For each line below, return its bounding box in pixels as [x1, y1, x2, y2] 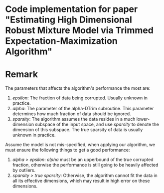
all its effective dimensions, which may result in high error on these [12, 178, 150, 184]
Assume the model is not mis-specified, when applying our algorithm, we [5, 142, 156, 148]
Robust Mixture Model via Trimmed [5, 25, 154, 36]
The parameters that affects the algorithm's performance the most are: [5, 85, 151, 91]
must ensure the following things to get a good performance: [5, 147, 131, 153]
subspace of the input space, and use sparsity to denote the [34, 121, 160, 128]
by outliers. [12, 167, 36, 173]
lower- [136, 116, 150, 122]
